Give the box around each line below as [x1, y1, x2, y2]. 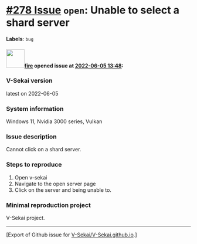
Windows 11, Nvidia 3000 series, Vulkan [6, 118, 103, 125]
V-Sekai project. [6, 215, 45, 222]
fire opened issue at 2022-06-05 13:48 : [24, 62, 124, 69]
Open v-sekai [14, 174, 47, 181]
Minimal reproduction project [6, 201, 91, 209]
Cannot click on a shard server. [6, 146, 81, 153]
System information [6, 104, 64, 113]
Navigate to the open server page [14, 180, 96, 187]
